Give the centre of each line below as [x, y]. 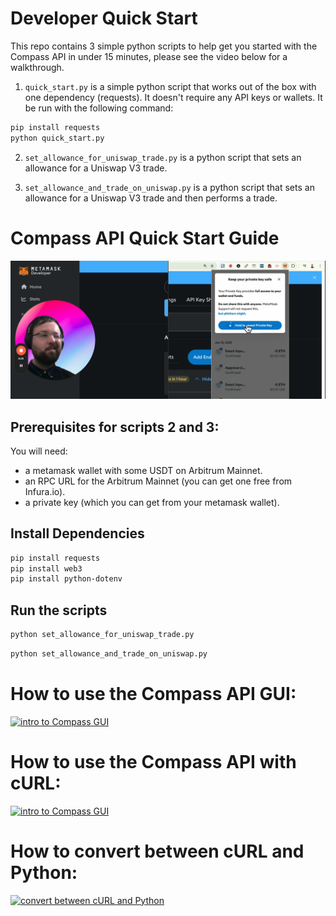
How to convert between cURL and [157, 851]
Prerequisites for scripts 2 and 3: [115, 427]
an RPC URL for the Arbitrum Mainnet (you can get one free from [158, 481]
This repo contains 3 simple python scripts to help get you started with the [164, 46]
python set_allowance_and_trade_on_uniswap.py [109, 654]
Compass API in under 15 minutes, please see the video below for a [149, 56]
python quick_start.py [57, 138]
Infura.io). [45, 491]
